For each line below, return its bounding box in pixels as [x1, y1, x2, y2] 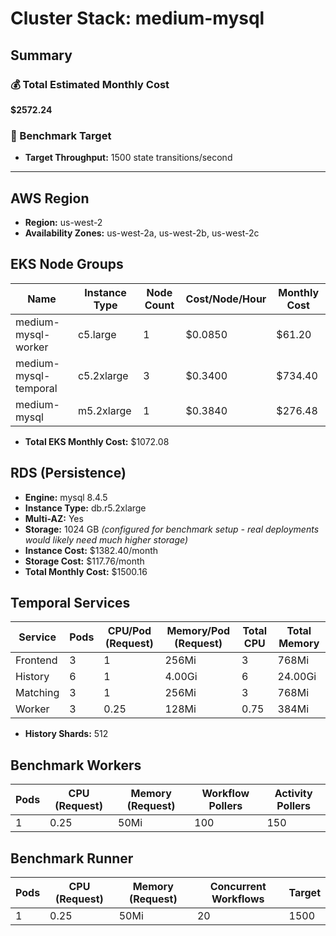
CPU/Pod [107, 624, 152, 638]
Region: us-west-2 [24, 216, 103, 228]
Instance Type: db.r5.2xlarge [24, 502, 147, 514]
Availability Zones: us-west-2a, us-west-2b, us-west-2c [24, 227, 260, 239]
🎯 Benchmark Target [10, 128, 112, 142]
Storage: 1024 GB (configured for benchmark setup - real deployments [24, 523, 320, 535]
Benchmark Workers [10, 757, 142, 774]
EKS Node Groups [10, 256, 124, 273]
